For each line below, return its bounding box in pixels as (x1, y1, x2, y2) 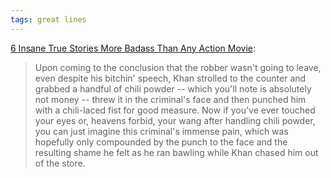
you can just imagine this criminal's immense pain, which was (34, 125, 289, 137)
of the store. (34, 157, 86, 169)
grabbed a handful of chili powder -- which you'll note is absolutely (34, 82, 312, 95)
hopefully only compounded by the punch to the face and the (34, 136, 288, 148)
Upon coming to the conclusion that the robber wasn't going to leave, (34, 61, 322, 73)
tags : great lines (10, 14, 87, 25)
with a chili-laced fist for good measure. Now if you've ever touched (34, 104, 316, 116)
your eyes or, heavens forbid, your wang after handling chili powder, (34, 114, 316, 126)
